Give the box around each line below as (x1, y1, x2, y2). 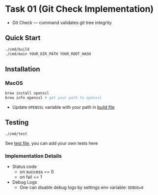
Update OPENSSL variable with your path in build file (12, 104, 115, 110)
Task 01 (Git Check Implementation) (5, 3, 154, 15)
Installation (5, 65, 40, 73)
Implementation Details (5, 152, 62, 159)
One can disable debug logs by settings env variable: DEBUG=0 (19, 184, 144, 190)
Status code (12, 163, 37, 170)
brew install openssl (5, 91, 50, 96)
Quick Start (5, 34, 41, 42)
